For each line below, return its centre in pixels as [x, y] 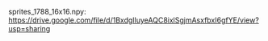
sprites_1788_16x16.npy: [47, 12]
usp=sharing [29, 29]
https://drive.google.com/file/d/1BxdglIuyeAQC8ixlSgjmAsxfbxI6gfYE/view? [134, 20]
